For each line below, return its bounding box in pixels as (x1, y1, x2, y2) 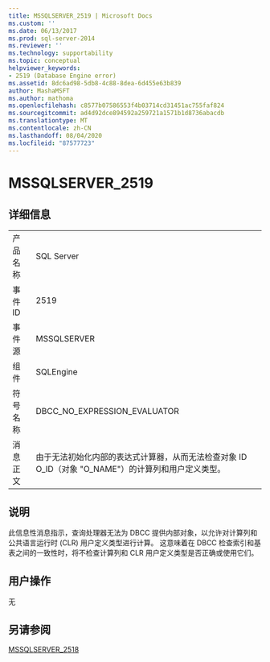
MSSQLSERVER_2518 (8, 644, 80, 654)
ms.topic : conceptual (8, 57, 81, 65)
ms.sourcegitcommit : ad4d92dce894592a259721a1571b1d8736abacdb (8, 110, 225, 118)
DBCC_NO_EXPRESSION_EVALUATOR (35, 405, 179, 416)
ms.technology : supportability (8, 49, 113, 57)
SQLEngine (35, 366, 78, 377)
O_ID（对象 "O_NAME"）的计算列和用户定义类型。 (35, 463, 226, 474)
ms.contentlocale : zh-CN (8, 124, 92, 132)
